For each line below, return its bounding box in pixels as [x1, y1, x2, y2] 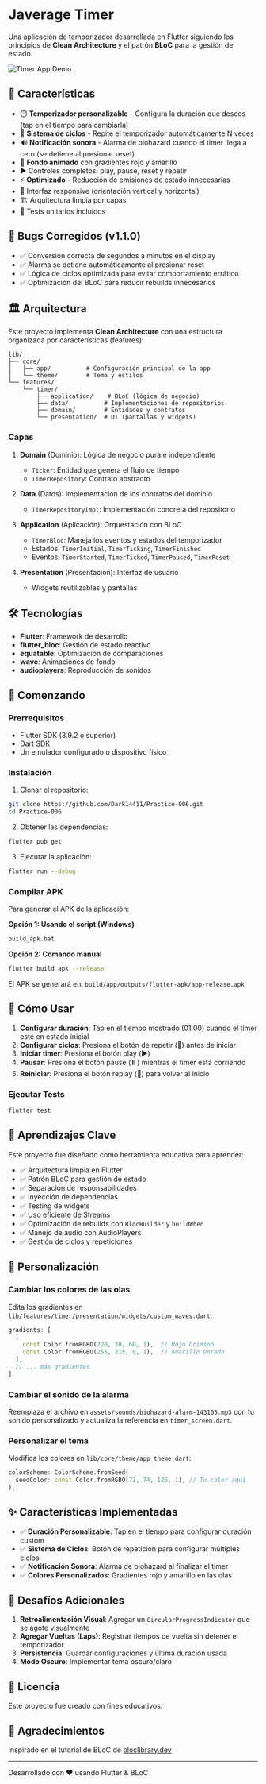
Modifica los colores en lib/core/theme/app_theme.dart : [8, 1454, 192, 1463]
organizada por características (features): [8, 335, 144, 345]
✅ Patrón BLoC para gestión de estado [19, 1174, 146, 1184]
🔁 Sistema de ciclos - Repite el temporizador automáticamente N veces [19, 129, 255, 138]
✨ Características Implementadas [8, 1505, 178, 1519]
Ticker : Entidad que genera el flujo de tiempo [31, 465, 180, 474]
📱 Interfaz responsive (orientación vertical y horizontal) [19, 186, 199, 195]
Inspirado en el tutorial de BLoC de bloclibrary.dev [8, 1745, 172, 1755]
